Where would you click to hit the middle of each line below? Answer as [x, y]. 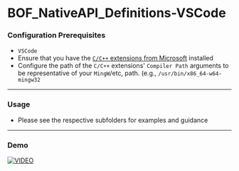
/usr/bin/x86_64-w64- [190, 74]
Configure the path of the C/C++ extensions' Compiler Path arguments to [123, 66]
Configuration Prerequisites [57, 35]
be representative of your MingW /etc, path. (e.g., [87, 73]
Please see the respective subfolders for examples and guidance [113, 120]
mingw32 [29, 80]
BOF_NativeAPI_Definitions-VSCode [117, 13]
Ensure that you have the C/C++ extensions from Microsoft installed [115, 58]
